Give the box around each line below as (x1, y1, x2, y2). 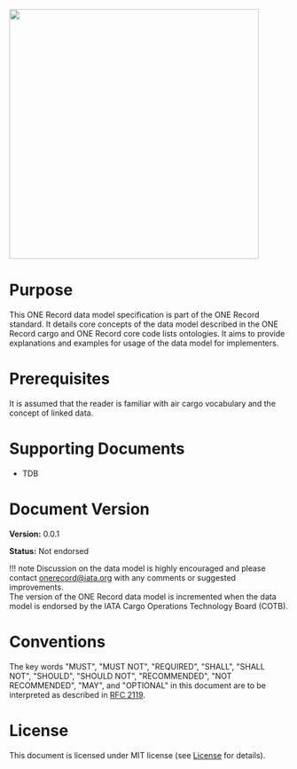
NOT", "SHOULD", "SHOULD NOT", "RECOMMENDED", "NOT (9, 670, 232, 681)
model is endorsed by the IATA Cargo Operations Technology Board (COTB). (9, 600, 288, 611)
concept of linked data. (9, 408, 94, 418)
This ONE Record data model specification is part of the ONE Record (9, 309, 260, 320)
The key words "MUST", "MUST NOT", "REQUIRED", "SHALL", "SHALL (9, 661, 266, 671)
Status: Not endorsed (9, 545, 90, 556)
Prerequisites (9, 369, 111, 389)
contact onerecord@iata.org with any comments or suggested (9, 572, 237, 583)
